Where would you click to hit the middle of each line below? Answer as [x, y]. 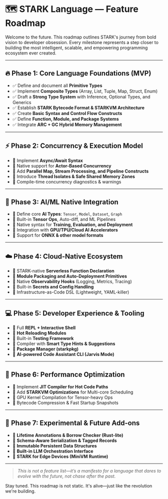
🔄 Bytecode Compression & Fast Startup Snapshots [65, 402]
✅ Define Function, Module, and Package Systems [65, 119]
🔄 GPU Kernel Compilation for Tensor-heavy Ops [62, 397]
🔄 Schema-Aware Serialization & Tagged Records [64, 440]
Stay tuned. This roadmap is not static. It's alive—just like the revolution [79, 485]
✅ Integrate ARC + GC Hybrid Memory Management [67, 124]
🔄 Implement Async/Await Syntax [48, 160]
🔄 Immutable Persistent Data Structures [54, 445]
